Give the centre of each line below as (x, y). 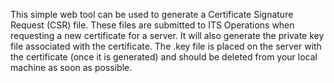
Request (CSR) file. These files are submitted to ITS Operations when (152, 25)
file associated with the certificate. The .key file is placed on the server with (166, 46)
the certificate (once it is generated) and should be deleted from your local (164, 57)
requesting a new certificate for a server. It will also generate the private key (167, 35)
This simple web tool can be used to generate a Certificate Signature (152, 14)
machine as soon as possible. (71, 67)
